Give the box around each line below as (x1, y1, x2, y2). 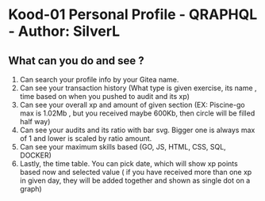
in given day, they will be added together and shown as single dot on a (19, 176, 251, 185)
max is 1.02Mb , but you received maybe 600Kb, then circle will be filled (19, 108, 255, 118)
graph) (19, 184, 42, 193)
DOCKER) (19, 150, 52, 160)
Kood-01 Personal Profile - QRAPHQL (8, 6, 258, 24)
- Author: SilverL (8, 22, 121, 40)
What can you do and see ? (8, 54, 144, 67)
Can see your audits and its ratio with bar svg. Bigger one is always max (19, 125, 255, 135)
